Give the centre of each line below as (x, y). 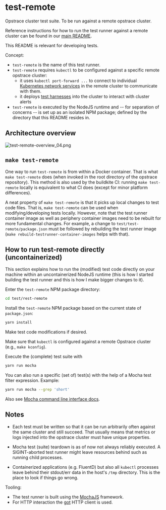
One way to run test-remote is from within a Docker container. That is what (82, 171)
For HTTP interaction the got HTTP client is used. (62, 502)
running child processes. (38, 457)
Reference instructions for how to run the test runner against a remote (77, 30)
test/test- (128, 224)
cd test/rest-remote (27, 299)
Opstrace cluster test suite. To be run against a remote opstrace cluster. (79, 21)
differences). (18, 192)
